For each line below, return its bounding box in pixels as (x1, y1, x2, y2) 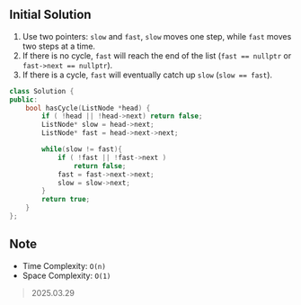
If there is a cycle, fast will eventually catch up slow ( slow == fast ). (22, 69, 272, 80)
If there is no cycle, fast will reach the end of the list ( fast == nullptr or (22, 49, 292, 61)
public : (9, 94, 39, 104)
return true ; (41, 195, 91, 204)
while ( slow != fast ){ (41, 145, 123, 154)
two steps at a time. (22, 40, 96, 51)
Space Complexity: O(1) (22, 270, 111, 281)
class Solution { (9, 86, 75, 95)
